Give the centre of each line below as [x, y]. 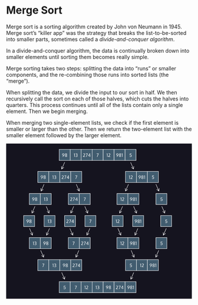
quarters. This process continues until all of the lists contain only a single [95, 105]
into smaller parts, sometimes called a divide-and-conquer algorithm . [90, 39]
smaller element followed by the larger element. [64, 135]
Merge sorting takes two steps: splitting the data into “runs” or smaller [91, 68]
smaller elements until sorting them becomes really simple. [77, 57]
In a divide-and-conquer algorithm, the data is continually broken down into [98, 50]
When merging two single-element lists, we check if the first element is [92, 122]
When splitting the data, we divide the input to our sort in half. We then [92, 92]
